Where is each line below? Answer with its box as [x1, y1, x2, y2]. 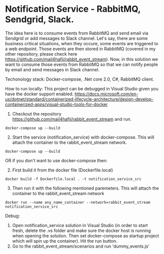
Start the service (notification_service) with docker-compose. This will [12, 134, 155, 140]
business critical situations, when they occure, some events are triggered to [5, 40, 159, 46]
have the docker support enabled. [5, 91, 74, 97]
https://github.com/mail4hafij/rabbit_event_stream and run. [12, 116, 132, 122]
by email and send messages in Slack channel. [5, 66, 100, 72]
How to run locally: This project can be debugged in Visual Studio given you [5, 85, 159, 91]
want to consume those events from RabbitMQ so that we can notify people [5, 61, 158, 67]
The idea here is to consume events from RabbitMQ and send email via [5, 30, 149, 36]
